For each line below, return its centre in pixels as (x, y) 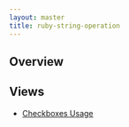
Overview (37, 62)
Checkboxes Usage (58, 113)
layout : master (37, 17)
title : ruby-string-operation (65, 26)
